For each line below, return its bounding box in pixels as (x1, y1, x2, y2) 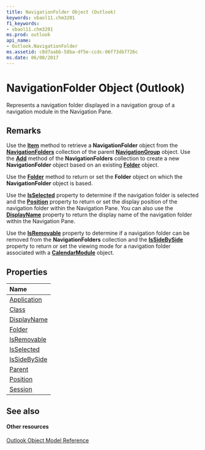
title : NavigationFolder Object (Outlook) (6, 9, 116, 15)
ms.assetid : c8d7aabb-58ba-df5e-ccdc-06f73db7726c (6, 49, 138, 55)
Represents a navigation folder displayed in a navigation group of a (6, 101, 175, 109)
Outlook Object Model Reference (6, 437, 89, 444)
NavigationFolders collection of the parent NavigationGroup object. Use (6, 148, 191, 156)
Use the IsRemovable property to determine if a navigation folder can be (6, 229, 190, 237)
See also (6, 406, 40, 416)
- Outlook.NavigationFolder (6, 44, 78, 50)
